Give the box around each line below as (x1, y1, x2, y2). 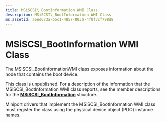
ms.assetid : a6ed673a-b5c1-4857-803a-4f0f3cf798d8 (5, 17, 114, 22)
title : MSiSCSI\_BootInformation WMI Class (5, 7, 98, 13)
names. (5, 112, 21, 118)
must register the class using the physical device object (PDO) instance (5, 107, 153, 113)
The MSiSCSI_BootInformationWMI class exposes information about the (5, 66, 154, 72)
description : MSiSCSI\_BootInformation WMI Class (5, 12, 112, 17)
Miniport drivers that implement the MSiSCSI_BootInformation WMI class (5, 101, 156, 107)
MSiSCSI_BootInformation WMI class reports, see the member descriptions (5, 86, 161, 92)
